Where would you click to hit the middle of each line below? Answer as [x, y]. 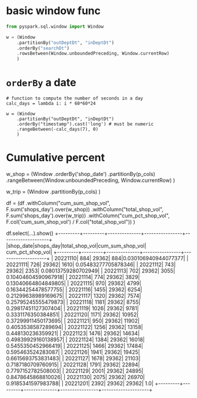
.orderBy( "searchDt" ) [43, 48]
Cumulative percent [56, 158]
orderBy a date [41, 83]
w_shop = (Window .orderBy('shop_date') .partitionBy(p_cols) [81, 174]
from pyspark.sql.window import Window [55, 26]
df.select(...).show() [30, 233]
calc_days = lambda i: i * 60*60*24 [51, 104]
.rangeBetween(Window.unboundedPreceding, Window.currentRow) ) [91, 180]
